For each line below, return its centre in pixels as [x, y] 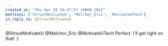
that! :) [12, 38]
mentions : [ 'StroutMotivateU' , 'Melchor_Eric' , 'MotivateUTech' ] [76, 14]
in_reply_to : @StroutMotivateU [38, 19]
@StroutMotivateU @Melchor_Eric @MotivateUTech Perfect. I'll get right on [84, 33]
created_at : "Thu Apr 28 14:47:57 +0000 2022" [55, 10]
